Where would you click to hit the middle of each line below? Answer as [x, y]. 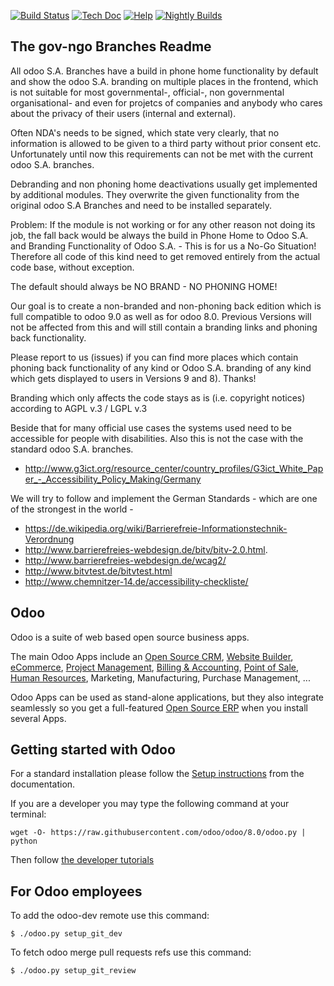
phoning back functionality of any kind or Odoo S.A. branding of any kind [161, 367]
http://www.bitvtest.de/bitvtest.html [98, 571]
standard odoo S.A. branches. [72, 449]
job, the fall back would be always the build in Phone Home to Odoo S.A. [159, 235]
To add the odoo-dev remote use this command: [110, 916]
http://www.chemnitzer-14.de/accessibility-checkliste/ [136, 581]
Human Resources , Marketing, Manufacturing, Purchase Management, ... [160, 677]
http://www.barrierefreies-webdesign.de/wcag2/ [125, 560]
